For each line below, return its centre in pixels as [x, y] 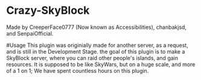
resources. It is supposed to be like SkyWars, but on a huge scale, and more [101, 64]
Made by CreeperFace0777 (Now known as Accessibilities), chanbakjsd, [97, 27]
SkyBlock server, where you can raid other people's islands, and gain [92, 58]
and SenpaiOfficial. [30, 33]
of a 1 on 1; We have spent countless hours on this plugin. [78, 70]
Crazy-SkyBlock [48, 11]
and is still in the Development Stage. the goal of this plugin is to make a [96, 51]
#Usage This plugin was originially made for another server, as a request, [97, 45]
